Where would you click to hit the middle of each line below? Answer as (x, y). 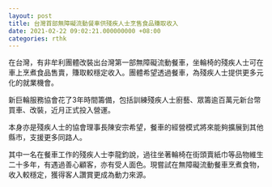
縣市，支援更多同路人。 (47, 138)
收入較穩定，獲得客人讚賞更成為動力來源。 (79, 175)
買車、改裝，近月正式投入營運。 (62, 110)
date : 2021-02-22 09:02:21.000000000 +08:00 (85, 31)
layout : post (30, 16)
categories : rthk (38, 38)
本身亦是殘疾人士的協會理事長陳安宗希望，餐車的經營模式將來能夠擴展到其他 (136, 127)
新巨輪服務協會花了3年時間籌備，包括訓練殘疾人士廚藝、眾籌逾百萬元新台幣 (135, 100)
